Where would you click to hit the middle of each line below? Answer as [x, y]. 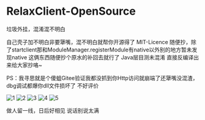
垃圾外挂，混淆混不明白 [36, 29]
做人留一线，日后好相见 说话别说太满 [53, 110]
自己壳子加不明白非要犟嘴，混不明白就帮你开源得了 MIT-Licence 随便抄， [99, 42]
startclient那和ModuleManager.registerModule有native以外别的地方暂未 [102, 50]
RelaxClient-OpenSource [71, 11]
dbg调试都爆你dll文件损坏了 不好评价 [53, 85]
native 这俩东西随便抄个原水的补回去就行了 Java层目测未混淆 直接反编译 [102, 57]
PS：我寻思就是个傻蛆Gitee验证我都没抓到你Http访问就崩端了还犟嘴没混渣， [102, 78]
